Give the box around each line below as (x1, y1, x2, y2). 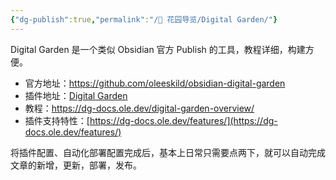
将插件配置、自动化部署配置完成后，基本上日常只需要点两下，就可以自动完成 (10, 146, 326, 158)
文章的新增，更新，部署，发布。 (10, 159, 142, 171)
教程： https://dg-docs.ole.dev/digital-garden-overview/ (24, 102, 255, 114)
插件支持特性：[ (24, 114, 90, 126)
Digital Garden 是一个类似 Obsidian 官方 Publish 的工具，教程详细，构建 (10, 43, 306, 55)
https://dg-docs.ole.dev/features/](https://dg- (89, 114, 278, 126)
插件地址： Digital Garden (24, 89, 128, 101)
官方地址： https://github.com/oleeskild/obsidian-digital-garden (24, 77, 286, 89)
